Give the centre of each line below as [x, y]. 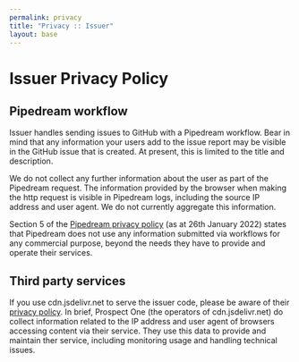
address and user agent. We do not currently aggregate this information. [143, 207]
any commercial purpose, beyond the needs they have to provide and [137, 243]
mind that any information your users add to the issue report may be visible [148, 142]
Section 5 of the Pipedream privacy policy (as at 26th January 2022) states [148, 224]
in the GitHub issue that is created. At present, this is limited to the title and [147, 152]
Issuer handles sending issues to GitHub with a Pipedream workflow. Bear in [150, 133]
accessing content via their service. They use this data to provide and [138, 331]
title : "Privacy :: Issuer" [62, 26]
